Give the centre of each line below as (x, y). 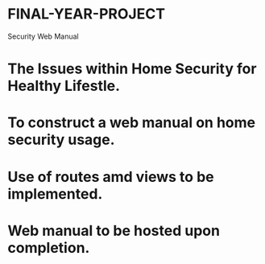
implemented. (55, 194)
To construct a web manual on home (131, 123)
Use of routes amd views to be (111, 177)
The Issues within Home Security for (132, 69)
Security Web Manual (43, 36)
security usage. (61, 140)
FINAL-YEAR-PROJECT (87, 14)
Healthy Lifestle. (64, 86)
